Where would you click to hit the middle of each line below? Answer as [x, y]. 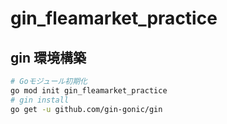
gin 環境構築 [48, 57]
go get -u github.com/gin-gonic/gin [86, 109]
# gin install [40, 100]
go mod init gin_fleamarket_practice [89, 90]
